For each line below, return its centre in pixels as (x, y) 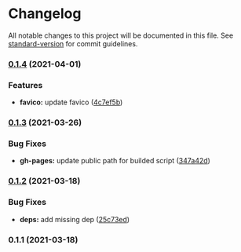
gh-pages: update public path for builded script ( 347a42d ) (115, 161)
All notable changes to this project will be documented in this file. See (121, 35)
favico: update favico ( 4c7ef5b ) (71, 102)
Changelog (45, 14)
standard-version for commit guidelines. (73, 43)
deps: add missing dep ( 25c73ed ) (75, 219)
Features (26, 85)
